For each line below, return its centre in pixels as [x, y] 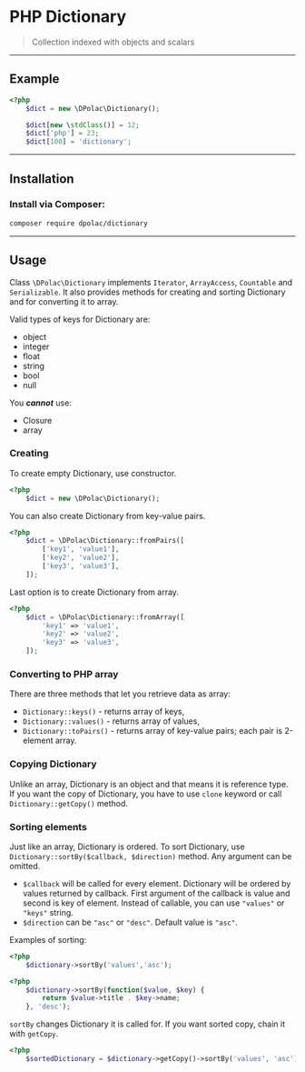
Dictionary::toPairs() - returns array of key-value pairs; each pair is [152, 731]
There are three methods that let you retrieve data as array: [120, 694]
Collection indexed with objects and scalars [113, 42]
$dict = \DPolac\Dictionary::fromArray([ [105, 617]
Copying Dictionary [53, 764]
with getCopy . [34, 1034]
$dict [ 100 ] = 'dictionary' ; [79, 142]
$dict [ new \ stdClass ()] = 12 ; [83, 125]
